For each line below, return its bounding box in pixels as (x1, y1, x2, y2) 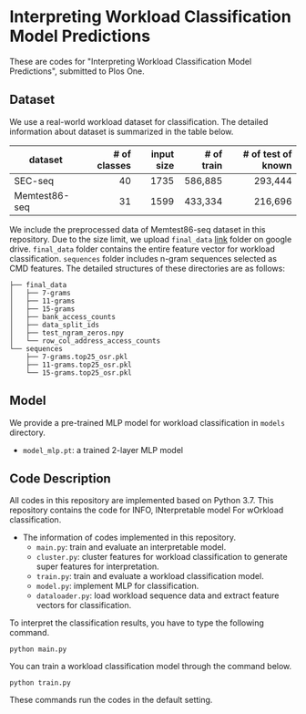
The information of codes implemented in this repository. (22, 532, 237, 543)
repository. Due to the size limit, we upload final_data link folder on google (9, 233, 292, 244)
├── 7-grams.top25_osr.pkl (25, 352, 128, 361)
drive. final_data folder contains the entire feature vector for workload (9, 243, 276, 254)
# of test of (242, 148, 292, 160)
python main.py (9, 645, 67, 654)
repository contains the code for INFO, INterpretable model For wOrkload (9, 504, 284, 516)
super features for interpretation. (36, 561, 159, 572)
